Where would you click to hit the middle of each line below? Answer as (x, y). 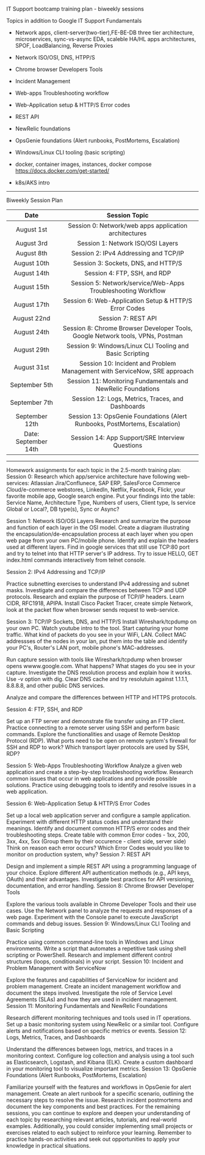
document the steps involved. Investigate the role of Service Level (89, 993)
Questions (127, 445)
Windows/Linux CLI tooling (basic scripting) (70, 152)
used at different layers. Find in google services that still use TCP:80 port (98, 547)
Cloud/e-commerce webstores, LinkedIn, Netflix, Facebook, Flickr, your (96, 490)
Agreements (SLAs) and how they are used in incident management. (92, 999)
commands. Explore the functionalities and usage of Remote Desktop (93, 734)
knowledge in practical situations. (49, 1146)
